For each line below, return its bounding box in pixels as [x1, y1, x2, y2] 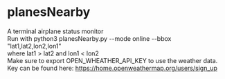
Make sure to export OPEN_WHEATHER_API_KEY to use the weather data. [7, 56, 218, 64]
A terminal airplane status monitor [7, 27, 104, 35]
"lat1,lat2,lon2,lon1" [7, 42, 62, 50]
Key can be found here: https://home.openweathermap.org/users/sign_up [7, 64, 218, 72]
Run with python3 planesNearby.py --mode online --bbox [7, 34, 172, 42]
